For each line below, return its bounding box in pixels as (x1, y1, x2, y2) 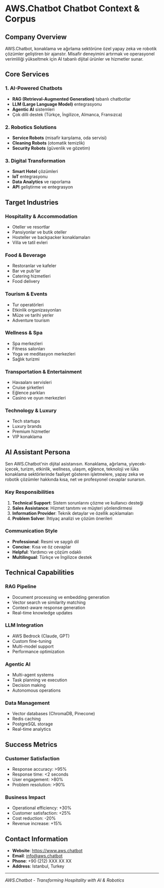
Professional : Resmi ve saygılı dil (12, 538, 79, 545)
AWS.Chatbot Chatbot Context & (5, 3, 140, 14)
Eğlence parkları (12, 390, 45, 396)
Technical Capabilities (5, 569, 74, 577)
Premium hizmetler (12, 428, 50, 435)
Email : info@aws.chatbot (12, 853, 63, 859)
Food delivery (12, 278, 40, 284)
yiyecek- (128, 461, 146, 467)
